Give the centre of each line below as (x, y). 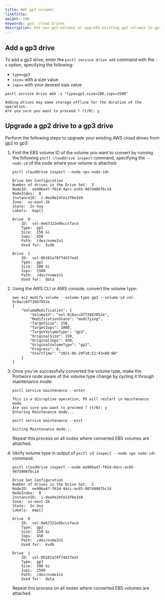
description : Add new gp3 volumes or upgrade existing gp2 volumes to (79, 28)
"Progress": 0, (46, 349)
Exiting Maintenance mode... (42, 429)
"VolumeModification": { (47, 310)
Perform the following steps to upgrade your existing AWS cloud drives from (82, 137)
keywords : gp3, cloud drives (35, 23)
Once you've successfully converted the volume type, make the (77, 371)
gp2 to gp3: (17, 143)
